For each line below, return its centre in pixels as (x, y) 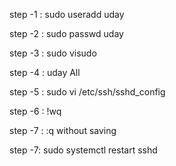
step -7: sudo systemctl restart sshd (83, 150)
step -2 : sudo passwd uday (66, 33)
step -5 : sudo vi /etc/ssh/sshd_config (87, 92)
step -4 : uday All (45, 72)
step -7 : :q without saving (63, 130)
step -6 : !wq (35, 111)
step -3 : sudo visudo (53, 53)
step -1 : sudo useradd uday (67, 14)
